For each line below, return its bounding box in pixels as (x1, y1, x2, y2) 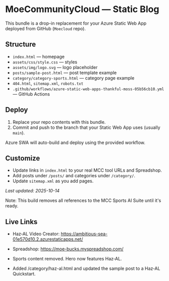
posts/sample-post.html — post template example (12, 69, 117, 76)
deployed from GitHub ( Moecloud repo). (5, 25, 86, 31)
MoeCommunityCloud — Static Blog (5, 4, 159, 15)
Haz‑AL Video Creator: (12, 231, 60, 237)
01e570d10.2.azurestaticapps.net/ (12, 236, 83, 242)
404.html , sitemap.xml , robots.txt (12, 80, 84, 86)
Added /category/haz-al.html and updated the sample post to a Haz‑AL (12, 265, 160, 271)
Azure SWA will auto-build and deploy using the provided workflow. (5, 139, 145, 146)
